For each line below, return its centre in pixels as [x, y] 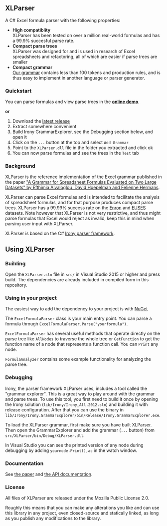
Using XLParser [30, 249]
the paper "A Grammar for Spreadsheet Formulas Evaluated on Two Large [81, 182]
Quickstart [18, 91]
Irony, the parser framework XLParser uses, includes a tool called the [76, 388]
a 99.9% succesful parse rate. [43, 41]
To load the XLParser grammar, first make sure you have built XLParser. [79, 424]
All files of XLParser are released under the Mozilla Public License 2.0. [77, 498]
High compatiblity [31, 30]
